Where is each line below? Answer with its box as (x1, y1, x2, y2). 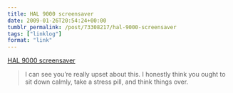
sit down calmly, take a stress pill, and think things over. (24, 77, 189, 86)
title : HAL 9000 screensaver (7, 10, 94, 18)
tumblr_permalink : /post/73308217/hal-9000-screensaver (7, 23, 177, 31)
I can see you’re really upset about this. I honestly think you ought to (24, 70, 226, 79)
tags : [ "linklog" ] (7, 30, 62, 38)
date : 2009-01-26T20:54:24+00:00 (7, 17, 107, 24)
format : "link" (7, 37, 53, 44)
